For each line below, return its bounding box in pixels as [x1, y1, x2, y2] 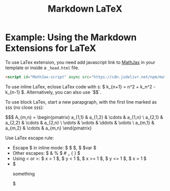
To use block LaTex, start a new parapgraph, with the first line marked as [5, 99, 157, 105]
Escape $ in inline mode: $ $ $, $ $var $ [12, 144, 97, 150]
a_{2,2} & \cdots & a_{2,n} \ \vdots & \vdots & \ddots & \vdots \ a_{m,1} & [5, 119, 154, 125]
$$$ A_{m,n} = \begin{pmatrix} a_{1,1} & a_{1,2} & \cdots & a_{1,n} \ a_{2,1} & [5, 114, 163, 120]
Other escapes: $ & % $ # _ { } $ [12, 150, 80, 156]
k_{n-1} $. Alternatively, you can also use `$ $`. [5, 89, 102, 95]
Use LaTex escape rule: [5, 135, 54, 141]
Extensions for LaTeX [5, 43, 96, 54]
